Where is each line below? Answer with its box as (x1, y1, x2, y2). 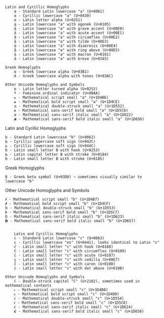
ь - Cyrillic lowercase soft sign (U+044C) (5, 143, 96, 148)
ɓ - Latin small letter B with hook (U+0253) (5, 148, 100, 153)
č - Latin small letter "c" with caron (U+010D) (14, 261, 116, 266)
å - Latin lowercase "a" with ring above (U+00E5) (14, 48, 120, 53)
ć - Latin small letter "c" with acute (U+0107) (14, 253, 116, 258)
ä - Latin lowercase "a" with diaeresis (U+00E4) (14, 43, 118, 48)
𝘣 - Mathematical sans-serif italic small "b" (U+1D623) (5, 214, 125, 219)
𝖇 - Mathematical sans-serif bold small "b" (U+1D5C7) (5, 210, 120, 215)
